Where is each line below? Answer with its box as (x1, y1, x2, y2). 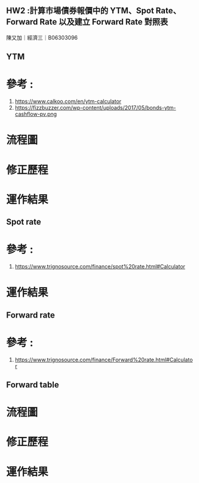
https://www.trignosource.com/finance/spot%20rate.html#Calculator (14, 263, 185, 270)
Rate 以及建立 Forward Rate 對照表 (39, 17, 169, 27)
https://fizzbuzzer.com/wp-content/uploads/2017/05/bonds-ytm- (14, 104, 176, 111)
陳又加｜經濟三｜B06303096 (6, 34, 78, 41)
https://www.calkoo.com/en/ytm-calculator (14, 98, 121, 105)
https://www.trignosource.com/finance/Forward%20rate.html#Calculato (14, 356, 193, 363)
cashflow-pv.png (14, 110, 57, 118)
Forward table (6, 379, 59, 390)
